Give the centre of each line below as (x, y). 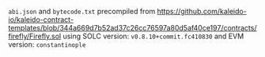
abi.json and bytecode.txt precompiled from (82, 11)
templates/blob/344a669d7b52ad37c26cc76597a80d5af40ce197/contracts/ (132, 28)
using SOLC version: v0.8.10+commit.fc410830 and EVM (153, 36)
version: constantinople (47, 45)
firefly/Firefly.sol (35, 36)
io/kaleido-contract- (41, 20)
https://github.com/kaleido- (202, 11)
